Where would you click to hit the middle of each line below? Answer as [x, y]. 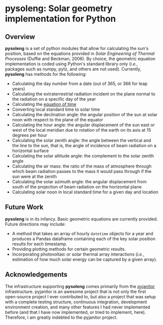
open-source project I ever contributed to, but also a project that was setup [81, 296]
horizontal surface [30, 151]
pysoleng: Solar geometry [59, 9]
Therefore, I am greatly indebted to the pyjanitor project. [61, 317]
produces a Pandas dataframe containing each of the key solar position [84, 239]
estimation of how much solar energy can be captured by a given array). [84, 259]
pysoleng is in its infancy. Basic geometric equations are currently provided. [81, 219]
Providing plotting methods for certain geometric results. [69, 249]
